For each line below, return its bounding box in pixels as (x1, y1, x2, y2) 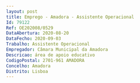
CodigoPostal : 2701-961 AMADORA (6, 57, 85, 63)
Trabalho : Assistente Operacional (6, 41, 90, 47)
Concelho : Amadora (6, 63, 51, 69)
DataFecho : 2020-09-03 (6, 36, 61, 41)
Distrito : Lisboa (6, 68, 48, 74)
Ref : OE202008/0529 (6, 25, 54, 31)
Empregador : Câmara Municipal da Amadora (6, 47, 108, 53)
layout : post (6, 8, 38, 15)
